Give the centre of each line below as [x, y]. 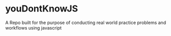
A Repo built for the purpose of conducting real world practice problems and [86, 22]
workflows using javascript [34, 27]
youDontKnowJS [42, 9]
